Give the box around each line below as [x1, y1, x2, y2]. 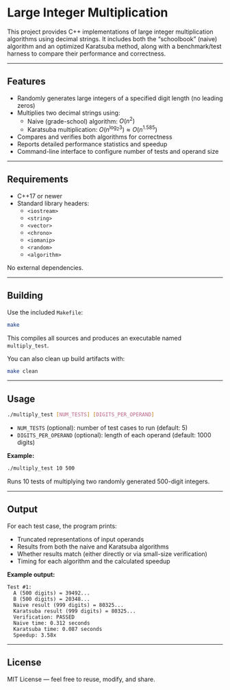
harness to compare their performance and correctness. [7, 49, 166, 58]
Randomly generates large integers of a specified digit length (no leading [16, 94, 224, 102]
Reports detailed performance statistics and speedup [16, 140, 168, 148]
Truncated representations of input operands [16, 535, 144, 543]
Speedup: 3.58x [13, 632, 57, 639]
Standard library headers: [16, 199, 90, 207]
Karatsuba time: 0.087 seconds [13, 625, 103, 632]
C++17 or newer [16, 192, 63, 200]
